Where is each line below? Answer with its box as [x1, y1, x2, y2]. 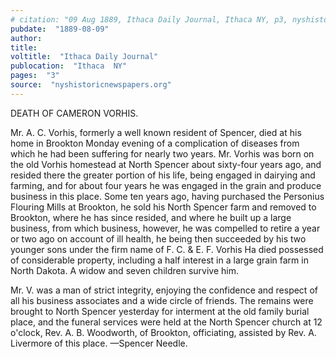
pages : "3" [10, 71, 60, 81]
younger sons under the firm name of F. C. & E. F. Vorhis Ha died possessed [10, 243, 324, 255]
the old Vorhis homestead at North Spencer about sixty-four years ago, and [10, 158, 322, 170]
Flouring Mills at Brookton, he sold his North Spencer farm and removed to [10, 201, 317, 213]
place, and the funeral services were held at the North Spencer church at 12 [10, 316, 323, 328]
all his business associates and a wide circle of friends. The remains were [10, 294, 314, 306]
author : [10, 33, 43, 43]
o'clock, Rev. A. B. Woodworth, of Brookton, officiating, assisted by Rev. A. [10, 326, 317, 338]
